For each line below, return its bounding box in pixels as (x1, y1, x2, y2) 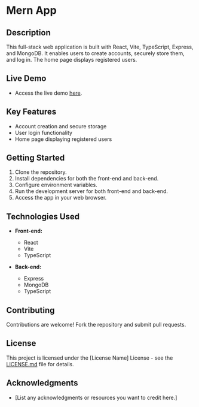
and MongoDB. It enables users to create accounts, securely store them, (6, 50, 185, 57)
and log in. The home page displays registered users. (6, 56, 137, 63)
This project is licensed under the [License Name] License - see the (6, 354, 173, 361)
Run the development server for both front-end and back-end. (14, 188, 169, 195)
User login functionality (14, 129, 73, 136)
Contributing (6, 305, 55, 315)
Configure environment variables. (14, 181, 97, 189)
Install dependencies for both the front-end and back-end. (14, 175, 159, 182)
